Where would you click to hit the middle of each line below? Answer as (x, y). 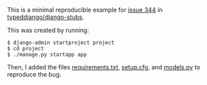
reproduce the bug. (34, 74)
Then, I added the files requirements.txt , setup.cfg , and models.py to (104, 67)
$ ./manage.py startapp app (47, 54)
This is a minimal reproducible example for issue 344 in (85, 10)
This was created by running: (48, 30)
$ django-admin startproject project (61, 43)
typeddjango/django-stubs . (45, 17)
